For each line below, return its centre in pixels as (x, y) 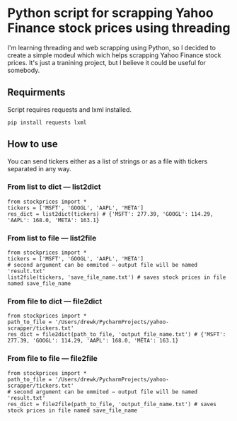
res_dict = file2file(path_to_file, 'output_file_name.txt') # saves (112, 404)
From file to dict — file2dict (55, 301)
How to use (33, 144)
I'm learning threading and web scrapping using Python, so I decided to (111, 47)
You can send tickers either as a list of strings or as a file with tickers (108, 161)
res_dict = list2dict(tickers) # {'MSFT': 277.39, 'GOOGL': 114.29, (110, 214)
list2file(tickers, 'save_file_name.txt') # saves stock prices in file (117, 277)
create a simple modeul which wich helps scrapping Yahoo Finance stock (114, 55)
